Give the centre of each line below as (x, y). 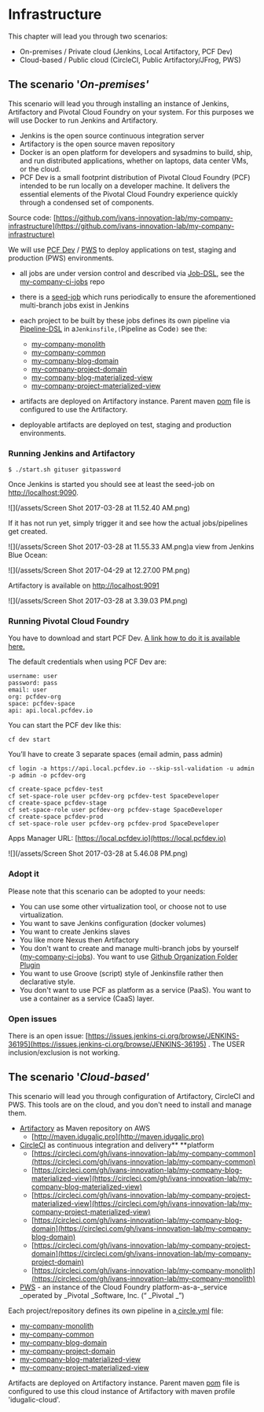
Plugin (30, 964)
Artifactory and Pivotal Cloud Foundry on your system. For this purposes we (131, 112)
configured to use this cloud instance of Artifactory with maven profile (122, 1391)
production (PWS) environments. (61, 258)
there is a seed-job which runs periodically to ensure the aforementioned (137, 297)
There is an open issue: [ (48, 1035)
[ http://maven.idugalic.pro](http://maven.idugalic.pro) (117, 1136)
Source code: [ (32, 217)
